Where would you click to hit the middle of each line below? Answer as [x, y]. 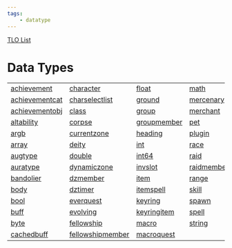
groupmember [159, 122]
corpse [80, 122]
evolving [83, 212]
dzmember [87, 178]
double [80, 156]
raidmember [209, 167]
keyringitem [155, 212]
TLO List [19, 39]
